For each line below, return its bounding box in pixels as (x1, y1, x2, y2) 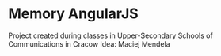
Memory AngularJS (8, 5, 139, 23)
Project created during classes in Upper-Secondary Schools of (8, 31, 214, 40)
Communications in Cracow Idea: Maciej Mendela (8, 39, 170, 48)
